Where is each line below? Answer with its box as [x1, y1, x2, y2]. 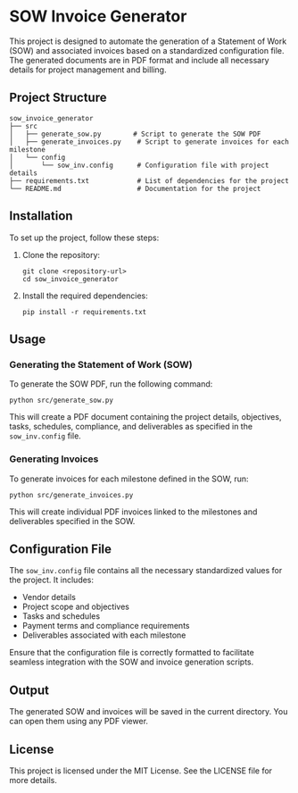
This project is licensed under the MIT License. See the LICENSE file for [9, 765, 273, 776]
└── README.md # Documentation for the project [9, 184, 261, 193]
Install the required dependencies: [21, 290, 149, 301]
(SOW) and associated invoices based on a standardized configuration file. [9, 45, 285, 55]
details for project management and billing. [9, 64, 167, 75]
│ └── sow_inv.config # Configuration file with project [9, 161, 269, 170]
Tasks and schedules [21, 611, 101, 622]
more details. [9, 774, 58, 785]
